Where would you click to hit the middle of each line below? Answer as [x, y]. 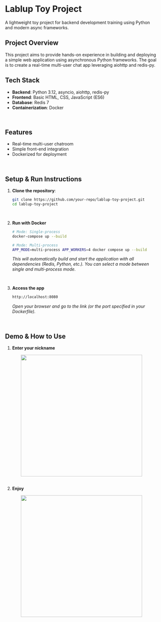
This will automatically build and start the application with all [73, 259]
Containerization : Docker [38, 108]
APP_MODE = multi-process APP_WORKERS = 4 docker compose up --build [79, 250]
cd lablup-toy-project [35, 204]
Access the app [28, 288]
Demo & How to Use [35, 336]
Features [19, 132]
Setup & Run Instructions [43, 179]
